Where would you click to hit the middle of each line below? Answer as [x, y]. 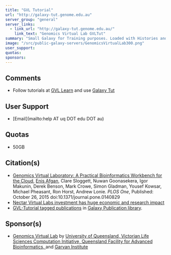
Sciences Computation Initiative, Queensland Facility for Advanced [82, 241]
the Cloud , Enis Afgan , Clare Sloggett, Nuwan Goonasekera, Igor [80, 181]
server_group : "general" [32, 19]
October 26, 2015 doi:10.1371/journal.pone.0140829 [66, 197]
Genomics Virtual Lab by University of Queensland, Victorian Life [81, 236]
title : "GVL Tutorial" [29, 10]
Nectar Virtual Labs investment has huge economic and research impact [88, 202]
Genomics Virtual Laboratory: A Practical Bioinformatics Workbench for [87, 175]
